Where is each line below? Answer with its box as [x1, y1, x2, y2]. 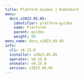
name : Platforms [14, 25, 47, 30]
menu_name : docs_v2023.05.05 [5, 39, 64, 44]
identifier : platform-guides [14, 20, 73, 26]
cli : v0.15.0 [9, 47, 36, 52]
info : [5, 43, 16, 48]
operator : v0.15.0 [9, 57, 47, 62]
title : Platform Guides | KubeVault [5, 7, 79, 12]
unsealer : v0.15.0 [9, 61, 47, 66]
